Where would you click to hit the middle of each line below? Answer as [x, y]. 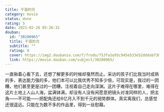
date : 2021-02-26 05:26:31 [32, 28]
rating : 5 [15, 23]
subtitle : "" [23, 46]
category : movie [21, 14]
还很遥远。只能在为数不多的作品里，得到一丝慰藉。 [56, 105]
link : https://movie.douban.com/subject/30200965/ [62, 60]
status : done [18, 19]
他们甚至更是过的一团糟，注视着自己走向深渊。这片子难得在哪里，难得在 [86, 87]
